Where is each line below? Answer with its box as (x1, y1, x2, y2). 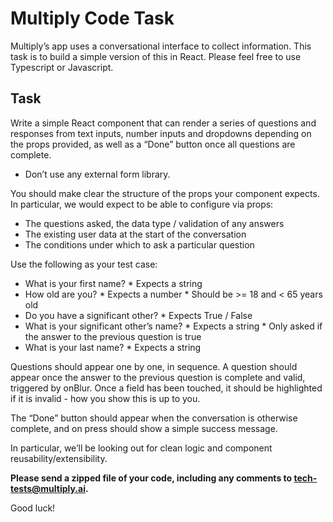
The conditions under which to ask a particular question (24, 238, 255, 251)
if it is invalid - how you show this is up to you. (10, 392, 201, 404)
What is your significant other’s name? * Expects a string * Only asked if (24, 320, 323, 332)
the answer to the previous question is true (24, 330, 202, 342)
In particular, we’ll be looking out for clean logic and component (10, 442, 273, 454)
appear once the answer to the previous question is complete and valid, (10, 371, 306, 383)
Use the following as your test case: (10, 258, 158, 270)
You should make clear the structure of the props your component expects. (10, 187, 320, 199)
